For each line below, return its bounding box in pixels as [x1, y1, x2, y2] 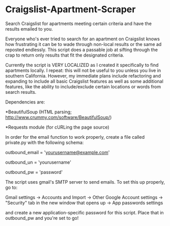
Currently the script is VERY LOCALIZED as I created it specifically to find [5, 62, 159, 68]
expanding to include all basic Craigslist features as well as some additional [5, 78, 164, 84]
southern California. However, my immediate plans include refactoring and [5, 72, 161, 79]
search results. [5, 89, 37, 95]
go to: [5, 184, 18, 190]
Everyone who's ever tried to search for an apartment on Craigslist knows [5, 36, 160, 42]
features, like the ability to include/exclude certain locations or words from [5, 83, 161, 90]
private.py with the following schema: [5, 139, 84, 145]
